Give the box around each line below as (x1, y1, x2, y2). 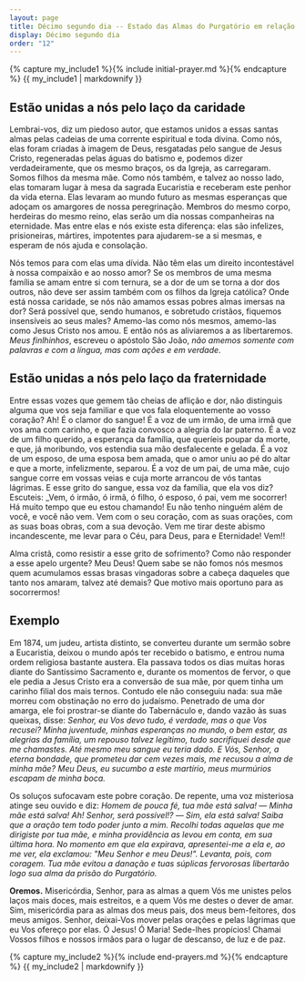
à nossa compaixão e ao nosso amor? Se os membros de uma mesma (9, 268, 272, 278)
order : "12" (9, 38, 55, 48)
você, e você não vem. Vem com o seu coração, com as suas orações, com (9, 511, 293, 521)
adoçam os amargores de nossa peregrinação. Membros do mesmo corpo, (9, 201, 291, 212)
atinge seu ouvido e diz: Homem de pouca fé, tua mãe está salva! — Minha (9, 800, 293, 811)
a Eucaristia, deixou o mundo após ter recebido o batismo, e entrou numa (9, 647, 285, 658)
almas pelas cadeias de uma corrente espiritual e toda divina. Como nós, (9, 134, 282, 145)
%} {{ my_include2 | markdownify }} (9, 961, 145, 972)
